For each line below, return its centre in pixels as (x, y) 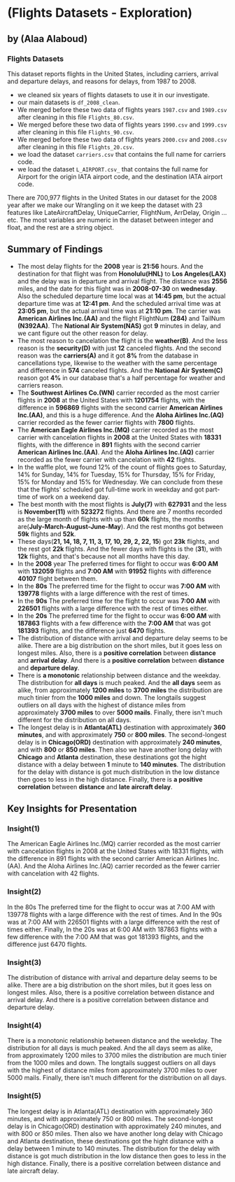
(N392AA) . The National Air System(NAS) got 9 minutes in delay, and (119, 325)
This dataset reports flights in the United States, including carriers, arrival (113, 73)
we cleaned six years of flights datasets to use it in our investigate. (113, 94)
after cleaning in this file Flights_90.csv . (76, 132)
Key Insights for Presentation (72, 809)
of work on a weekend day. (71, 497)
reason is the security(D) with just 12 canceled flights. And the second (119, 348)
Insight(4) (24, 1025)
